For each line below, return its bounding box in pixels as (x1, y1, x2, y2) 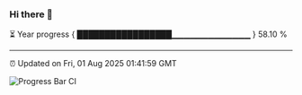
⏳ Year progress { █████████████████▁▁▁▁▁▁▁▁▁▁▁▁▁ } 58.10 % (9, 29, 288, 39)
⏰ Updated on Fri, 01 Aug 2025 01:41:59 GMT (9, 58, 177, 69)
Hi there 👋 (9, 8, 54, 21)
